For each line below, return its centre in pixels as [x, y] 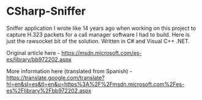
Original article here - [33, 52]
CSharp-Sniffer [46, 11]
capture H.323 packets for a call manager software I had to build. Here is [98, 34]
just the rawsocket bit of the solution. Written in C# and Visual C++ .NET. [98, 41]
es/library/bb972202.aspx [39, 59]
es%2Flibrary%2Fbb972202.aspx [49, 90]
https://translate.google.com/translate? [56, 77]
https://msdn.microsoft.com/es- [101, 52]
